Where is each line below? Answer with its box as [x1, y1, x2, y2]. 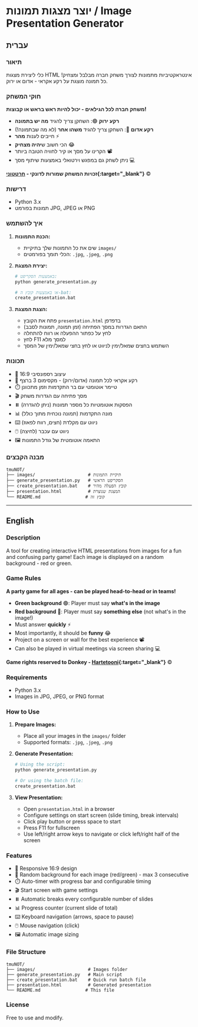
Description [6, 534, 41, 542]
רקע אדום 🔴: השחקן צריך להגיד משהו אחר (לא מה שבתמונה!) [14, 126, 154, 133]
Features [6, 851, 32, 859]
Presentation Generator [6, 17, 124, 30]
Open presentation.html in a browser [23, 805, 115, 812]
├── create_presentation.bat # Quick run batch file [6, 977, 146, 983]
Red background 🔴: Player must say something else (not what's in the [14, 608, 186, 615]
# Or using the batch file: [14, 778, 84, 784]
